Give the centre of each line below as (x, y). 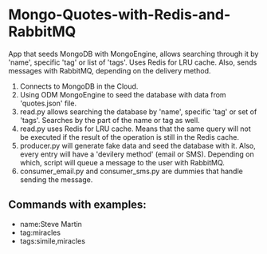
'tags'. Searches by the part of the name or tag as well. (110, 120)
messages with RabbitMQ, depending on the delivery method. (110, 70)
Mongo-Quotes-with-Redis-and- (120, 15)
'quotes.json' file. (48, 103)
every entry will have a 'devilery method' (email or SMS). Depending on (137, 154)
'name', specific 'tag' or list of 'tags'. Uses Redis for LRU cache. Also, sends (133, 62)
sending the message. (56, 179)
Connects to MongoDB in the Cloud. (79, 86)
